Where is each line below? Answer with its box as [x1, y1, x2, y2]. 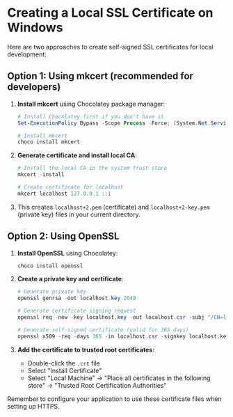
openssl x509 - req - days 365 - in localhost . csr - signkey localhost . [17, 333, 220, 340]
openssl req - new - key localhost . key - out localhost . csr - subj [17, 314, 205, 321]
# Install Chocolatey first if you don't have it [17, 113, 165, 120]
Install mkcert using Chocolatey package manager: [17, 100, 166, 108]
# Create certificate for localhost [17, 184, 124, 191]
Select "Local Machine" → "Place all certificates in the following [27, 374, 211, 382]
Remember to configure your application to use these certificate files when [7, 395, 222, 403]
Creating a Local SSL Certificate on [7, 5, 214, 21]
